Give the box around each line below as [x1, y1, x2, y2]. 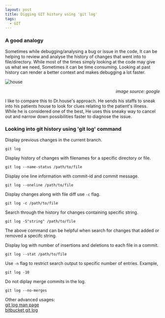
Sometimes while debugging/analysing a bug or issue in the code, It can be [5, 48, 158, 54]
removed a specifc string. [5, 232, 57, 238]
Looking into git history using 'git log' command [5, 126, 122, 133]
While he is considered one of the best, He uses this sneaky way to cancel [5, 108, 156, 114]
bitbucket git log [5, 307, 38, 313]
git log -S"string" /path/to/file [5, 219, 76, 224]
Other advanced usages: [5, 296, 55, 302]
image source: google [115, 88, 160, 94]
